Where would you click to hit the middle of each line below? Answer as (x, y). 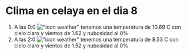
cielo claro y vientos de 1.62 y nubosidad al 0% (71, 33)
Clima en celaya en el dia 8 (72, 11)
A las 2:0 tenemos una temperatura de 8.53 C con (96, 39)
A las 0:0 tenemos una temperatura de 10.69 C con (97, 27)
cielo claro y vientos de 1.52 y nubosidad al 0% (71, 46)
